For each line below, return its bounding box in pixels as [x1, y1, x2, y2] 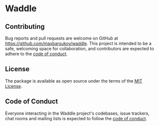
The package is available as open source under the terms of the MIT [5, 78, 142, 84]
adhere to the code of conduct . [5, 51, 68, 57]
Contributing [5, 22, 45, 31]
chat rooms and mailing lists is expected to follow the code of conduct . [5, 115, 147, 121]
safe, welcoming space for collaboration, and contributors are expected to [5, 46, 155, 51]
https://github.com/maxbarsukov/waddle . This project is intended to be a [5, 41, 152, 46]
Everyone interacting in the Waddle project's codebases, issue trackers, [5, 110, 150, 116]
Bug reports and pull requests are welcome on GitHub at [5, 35, 119, 41]
